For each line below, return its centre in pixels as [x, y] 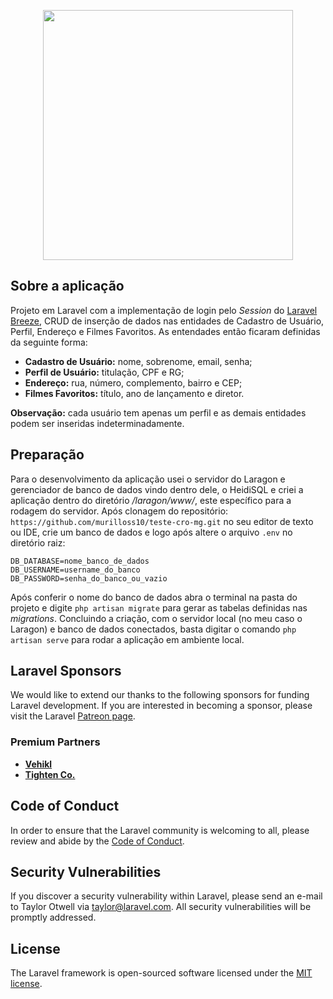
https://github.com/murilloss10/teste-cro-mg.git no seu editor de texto [162, 521]
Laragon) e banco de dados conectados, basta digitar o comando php [153, 629]
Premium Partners [55, 742]
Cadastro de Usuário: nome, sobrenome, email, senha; [138, 361]
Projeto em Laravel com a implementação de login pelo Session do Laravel [164, 310]
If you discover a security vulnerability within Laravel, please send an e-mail [166, 896]
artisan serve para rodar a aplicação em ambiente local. [127, 639]
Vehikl [38, 764]
